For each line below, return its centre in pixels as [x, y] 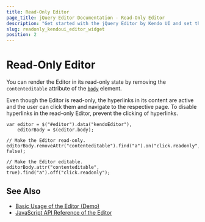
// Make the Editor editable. [45, 162]
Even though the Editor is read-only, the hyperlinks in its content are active [100, 100]
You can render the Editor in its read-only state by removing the [86, 82]
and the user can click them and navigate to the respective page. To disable [102, 107]
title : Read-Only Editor [38, 12]
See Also [23, 191]
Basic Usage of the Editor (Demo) [57, 206]
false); [16, 151]
